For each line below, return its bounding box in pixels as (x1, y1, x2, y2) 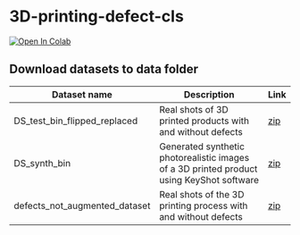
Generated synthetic (159, 140, 246, 153)
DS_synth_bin (13, 156, 71, 169)
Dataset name (52, 88, 113, 100)
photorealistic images (159, 151, 250, 164)
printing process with (159, 199, 248, 212)
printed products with (159, 114, 250, 127)
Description (183, 88, 235, 100)
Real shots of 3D (159, 103, 229, 115)
